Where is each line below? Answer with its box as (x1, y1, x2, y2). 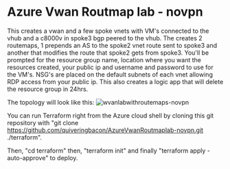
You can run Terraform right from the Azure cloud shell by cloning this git (7, 111, 214, 120)
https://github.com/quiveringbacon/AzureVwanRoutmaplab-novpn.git (7, 126, 204, 134)
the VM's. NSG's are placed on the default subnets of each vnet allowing (7, 70, 213, 79)
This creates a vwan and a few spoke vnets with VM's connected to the (7, 27, 209, 35)
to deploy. (49, 153, 78, 161)
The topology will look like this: (7, 98, 95, 106)
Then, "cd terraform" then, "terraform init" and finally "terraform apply (7, 146, 206, 155)
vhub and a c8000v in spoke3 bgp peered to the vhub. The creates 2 (7, 34, 203, 42)
